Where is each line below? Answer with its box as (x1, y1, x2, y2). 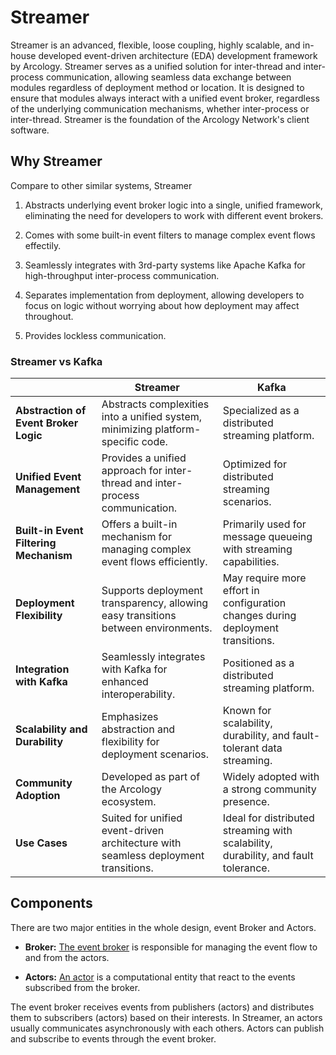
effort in (222, 584, 260, 598)
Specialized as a (222, 404, 300, 418)
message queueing (222, 530, 313, 544)
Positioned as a (222, 656, 295, 670)
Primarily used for (222, 517, 307, 531)
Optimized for (222, 457, 287, 471)
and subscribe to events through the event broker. (10, 1032, 217, 1045)
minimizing (101, 422, 153, 436)
